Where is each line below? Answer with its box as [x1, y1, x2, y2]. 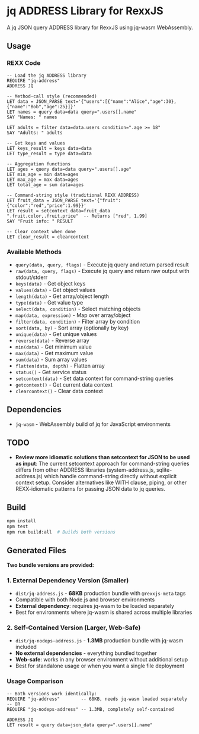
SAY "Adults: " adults [7, 130, 63, 136]
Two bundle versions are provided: [7, 561, 94, 569]
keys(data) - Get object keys [15, 280, 86, 287]
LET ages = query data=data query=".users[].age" [7, 166, 132, 172]
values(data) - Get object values [15, 286, 96, 293]
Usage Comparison [7, 677, 64, 685]
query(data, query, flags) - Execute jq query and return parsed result [15, 261, 189, 268]
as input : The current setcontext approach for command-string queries [15, 460, 190, 467]
